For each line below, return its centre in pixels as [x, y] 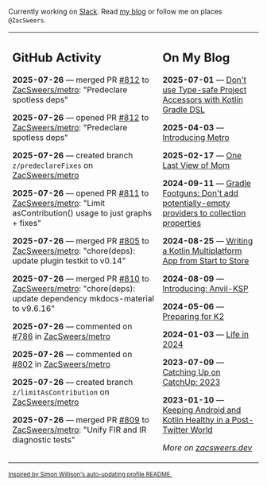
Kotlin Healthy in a [196, 419]
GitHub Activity [57, 57]
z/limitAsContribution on [61, 391]
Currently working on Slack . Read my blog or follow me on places [115, 12]
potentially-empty [196, 203]
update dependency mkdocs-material [83, 298]
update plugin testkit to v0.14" [69, 260]
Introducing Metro [196, 137]
